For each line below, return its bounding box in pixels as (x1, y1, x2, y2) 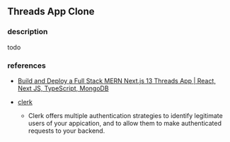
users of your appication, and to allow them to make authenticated (28, 119, 222, 127)
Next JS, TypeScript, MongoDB (17, 84, 109, 93)
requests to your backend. (28, 126, 105, 135)
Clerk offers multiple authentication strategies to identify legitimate (28, 111, 223, 119)
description (7, 27, 48, 37)
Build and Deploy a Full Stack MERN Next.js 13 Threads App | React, (17, 76, 216, 85)
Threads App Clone (7, 6, 95, 18)
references (7, 60, 46, 70)
